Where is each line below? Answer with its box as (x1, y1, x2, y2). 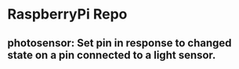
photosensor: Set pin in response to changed (7, 36, 232, 50)
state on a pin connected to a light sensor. (7, 48, 216, 61)
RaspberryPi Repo (7, 5, 128, 23)
